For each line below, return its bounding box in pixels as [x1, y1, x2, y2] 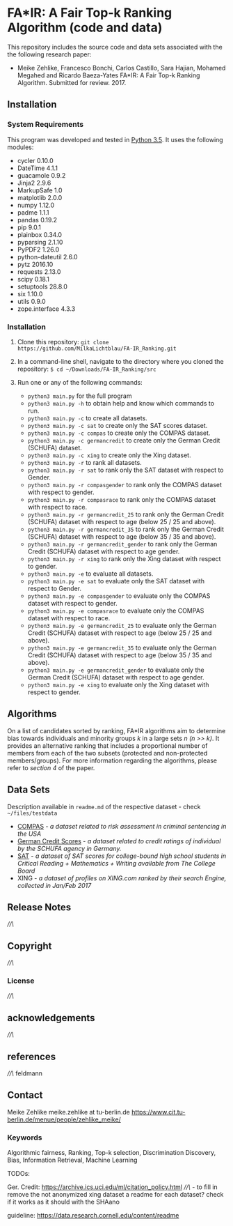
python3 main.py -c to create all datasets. [27, 413, 147, 422]
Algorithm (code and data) [7, 20, 163, 36]
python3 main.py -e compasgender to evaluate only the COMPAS [27, 591, 211, 600]
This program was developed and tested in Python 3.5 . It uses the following [7, 135, 224, 144]
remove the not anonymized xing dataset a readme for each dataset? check [7, 1190, 224, 1199]
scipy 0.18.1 [17, 275, 50, 283]
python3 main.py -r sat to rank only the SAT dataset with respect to [27, 466, 224, 474]
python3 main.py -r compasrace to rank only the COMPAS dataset [27, 495, 216, 503]
